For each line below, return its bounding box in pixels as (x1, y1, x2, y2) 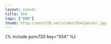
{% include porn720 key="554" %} (5, 34, 76, 40)
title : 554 (5, 12, 28, 16)
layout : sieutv (5, 7, 36, 12)
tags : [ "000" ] (5, 16, 34, 21)
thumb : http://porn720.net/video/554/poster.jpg (5, 20, 107, 26)
